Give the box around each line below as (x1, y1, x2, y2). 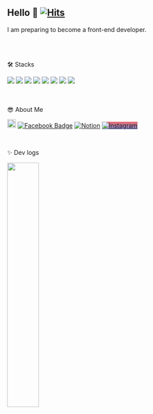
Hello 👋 (7, 7, 39, 19)
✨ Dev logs (7, 148, 39, 156)
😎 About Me (7, 105, 44, 113)
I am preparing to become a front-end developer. (7, 25, 147, 33)
